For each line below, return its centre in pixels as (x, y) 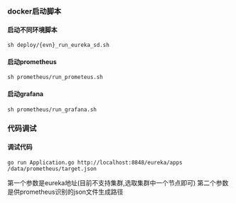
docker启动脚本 (34, 11)
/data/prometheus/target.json (52, 169)
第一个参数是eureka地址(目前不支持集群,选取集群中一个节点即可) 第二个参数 (118, 182)
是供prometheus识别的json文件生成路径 (65, 192)
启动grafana (26, 93)
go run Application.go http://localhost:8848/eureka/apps (95, 162)
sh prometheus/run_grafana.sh (52, 109)
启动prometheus (32, 61)
